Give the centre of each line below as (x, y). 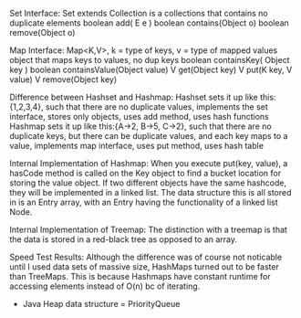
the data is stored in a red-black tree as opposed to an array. (124, 239)
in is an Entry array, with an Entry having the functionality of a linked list (144, 202)
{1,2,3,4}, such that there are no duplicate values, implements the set (139, 107)
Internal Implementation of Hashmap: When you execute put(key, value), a (149, 163)
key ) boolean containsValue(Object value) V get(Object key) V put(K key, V (151, 69)
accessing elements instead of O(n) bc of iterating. (105, 286)
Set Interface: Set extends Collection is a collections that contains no (139, 13)
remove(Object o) (42, 32)
